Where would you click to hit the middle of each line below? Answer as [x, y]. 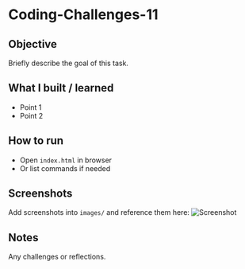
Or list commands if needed [65, 168]
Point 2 [31, 115]
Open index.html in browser [66, 160]
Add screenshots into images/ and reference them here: [99, 212]
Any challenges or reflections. [57, 257]
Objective [33, 44]
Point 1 [31, 107]
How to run [36, 141]
